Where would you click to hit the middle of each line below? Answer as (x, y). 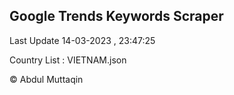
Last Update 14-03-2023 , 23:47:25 (82, 40)
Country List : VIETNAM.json (68, 60)
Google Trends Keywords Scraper (116, 16)
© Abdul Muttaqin (46, 79)
